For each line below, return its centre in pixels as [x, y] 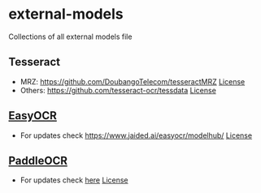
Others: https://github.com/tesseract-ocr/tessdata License [118, 90]
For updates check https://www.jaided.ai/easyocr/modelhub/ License [136, 135]
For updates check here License [74, 180]
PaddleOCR [38, 160]
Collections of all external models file [70, 36]
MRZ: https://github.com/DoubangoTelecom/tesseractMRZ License [133, 81]
